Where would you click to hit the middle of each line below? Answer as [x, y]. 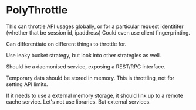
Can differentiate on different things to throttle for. [66, 44]
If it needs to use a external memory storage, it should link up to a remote [95, 95]
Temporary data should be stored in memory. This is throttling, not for [90, 78]
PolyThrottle [37, 10]
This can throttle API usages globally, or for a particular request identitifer [95, 26]
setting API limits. [27, 84]
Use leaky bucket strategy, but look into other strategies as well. [84, 55]
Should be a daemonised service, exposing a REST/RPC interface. [86, 66]
